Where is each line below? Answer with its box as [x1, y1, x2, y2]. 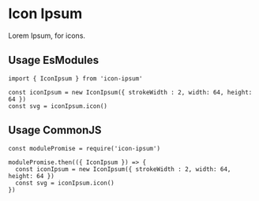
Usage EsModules [8, 54, 99, 67]
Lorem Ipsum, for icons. [8, 31, 85, 40]
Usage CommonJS [8, 124, 102, 137]
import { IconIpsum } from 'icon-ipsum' [8, 74, 144, 83]
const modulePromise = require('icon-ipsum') [8, 144, 160, 152]
